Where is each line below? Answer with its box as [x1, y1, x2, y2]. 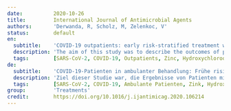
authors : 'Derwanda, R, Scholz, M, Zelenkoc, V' [7, 23, 168, 30]
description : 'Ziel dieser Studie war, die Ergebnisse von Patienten [13, 74, 217, 81]
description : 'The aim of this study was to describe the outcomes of [13, 49, 220, 56]
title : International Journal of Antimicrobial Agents [7, 17, 192, 23]
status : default [7, 29, 76, 37]
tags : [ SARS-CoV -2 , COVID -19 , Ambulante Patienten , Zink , [13, 81, 205, 88]
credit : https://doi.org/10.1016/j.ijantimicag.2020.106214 [7, 94, 205, 101]
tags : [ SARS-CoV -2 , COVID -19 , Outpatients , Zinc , [13, 55, 180, 62]
